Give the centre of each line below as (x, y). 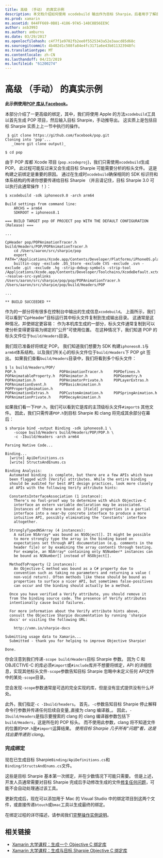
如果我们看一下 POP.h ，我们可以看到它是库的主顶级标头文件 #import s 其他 (77, 407)
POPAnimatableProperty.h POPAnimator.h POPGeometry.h (73, 376)
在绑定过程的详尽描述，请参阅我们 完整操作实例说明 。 (58, 815)
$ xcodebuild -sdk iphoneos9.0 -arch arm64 (50, 196)
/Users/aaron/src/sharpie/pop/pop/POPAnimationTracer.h (63, 281)
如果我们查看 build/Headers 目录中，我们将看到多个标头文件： (75, 358)
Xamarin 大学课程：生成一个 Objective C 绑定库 (59, 844)
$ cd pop (14, 153)
